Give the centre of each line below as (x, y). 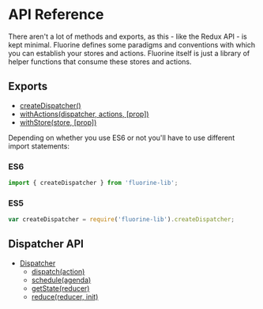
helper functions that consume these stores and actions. (100, 62)
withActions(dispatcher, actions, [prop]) (84, 114)
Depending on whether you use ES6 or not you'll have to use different (122, 138)
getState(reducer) (60, 288)
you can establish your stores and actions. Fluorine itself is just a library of (129, 53)
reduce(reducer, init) (65, 296)
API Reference (56, 15)
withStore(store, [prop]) (58, 122)
